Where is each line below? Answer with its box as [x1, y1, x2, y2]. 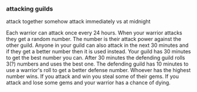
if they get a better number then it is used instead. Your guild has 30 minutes [6, 48, 191, 55]
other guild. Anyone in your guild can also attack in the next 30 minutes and [6, 42, 189, 49]
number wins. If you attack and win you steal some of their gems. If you [6, 73, 179, 80]
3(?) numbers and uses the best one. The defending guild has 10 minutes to [6, 60, 189, 67]
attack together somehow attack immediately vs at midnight [6, 18, 151, 25]
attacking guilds [6, 5, 53, 13]
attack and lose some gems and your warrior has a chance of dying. [6, 79, 171, 86]
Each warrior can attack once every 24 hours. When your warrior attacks [6, 29, 183, 36]
